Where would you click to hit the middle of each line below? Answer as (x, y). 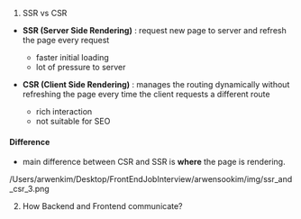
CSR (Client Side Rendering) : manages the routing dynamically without (156, 84)
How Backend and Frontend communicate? (102, 206)
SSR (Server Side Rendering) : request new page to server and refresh (154, 30)
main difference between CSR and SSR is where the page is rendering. (154, 162)
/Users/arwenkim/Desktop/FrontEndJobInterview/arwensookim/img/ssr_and (151, 179)
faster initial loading (73, 57)
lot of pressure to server (81, 67)
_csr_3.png (29, 189)
